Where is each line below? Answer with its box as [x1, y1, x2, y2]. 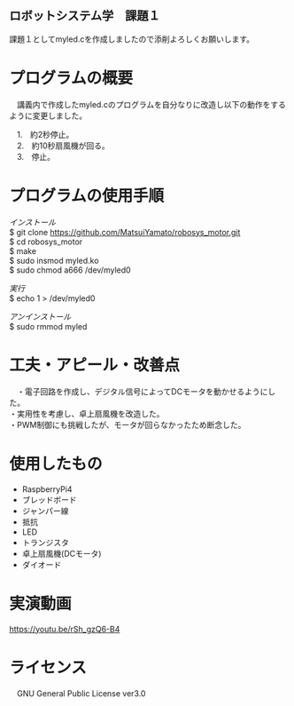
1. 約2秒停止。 [16, 129, 74, 139]
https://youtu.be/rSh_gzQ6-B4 [9, 623, 120, 634]
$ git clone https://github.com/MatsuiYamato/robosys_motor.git [9, 226, 241, 237]
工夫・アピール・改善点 [9, 354, 181, 375]
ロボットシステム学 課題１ [9, 8, 161, 24]
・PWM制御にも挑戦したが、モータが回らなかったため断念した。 [9, 419, 246, 430]
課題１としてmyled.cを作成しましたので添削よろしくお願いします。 [9, 34, 255, 44]
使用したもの [9, 454, 104, 473]
